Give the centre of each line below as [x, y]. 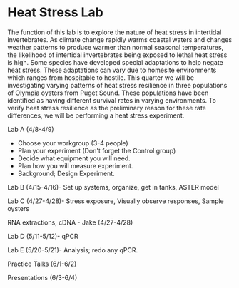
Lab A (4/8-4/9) [31, 129]
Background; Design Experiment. [66, 173]
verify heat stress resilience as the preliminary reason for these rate [107, 108]
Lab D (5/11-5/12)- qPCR [43, 236]
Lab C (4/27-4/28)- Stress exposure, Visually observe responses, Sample [116, 201]
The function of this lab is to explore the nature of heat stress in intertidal [115, 32]
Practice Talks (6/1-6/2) [42, 264]
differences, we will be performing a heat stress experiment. [96, 115]
